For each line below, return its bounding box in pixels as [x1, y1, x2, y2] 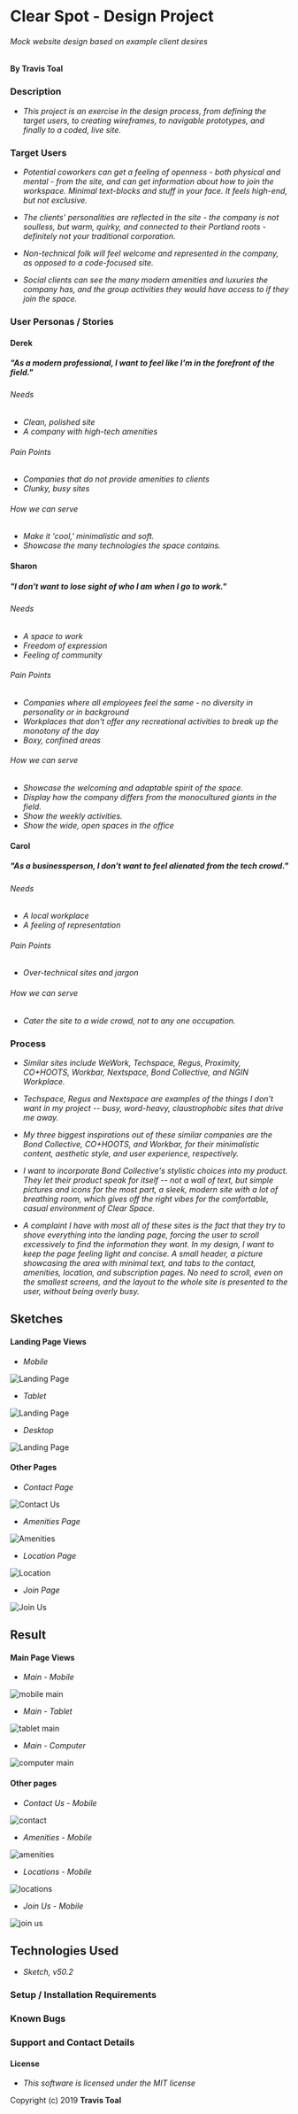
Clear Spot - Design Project [10, 6, 215, 27]
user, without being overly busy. [22, 1285, 140, 1296]
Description [10, 86, 62, 98]
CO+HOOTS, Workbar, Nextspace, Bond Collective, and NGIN [22, 1067, 248, 1077]
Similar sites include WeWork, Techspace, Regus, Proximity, [22, 1057, 241, 1068]
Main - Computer [22, 1740, 87, 1751]
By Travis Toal [10, 64, 64, 74]
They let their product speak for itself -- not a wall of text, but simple [22, 1175, 273, 1185]
